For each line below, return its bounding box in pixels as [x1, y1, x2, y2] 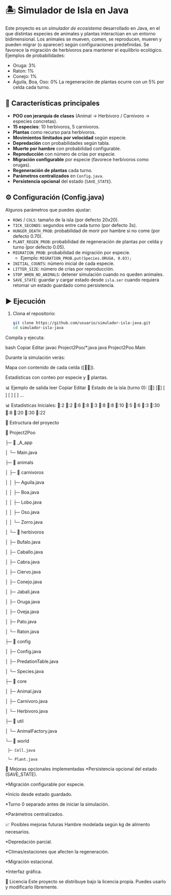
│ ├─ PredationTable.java [5, 658, 59, 664]
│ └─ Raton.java [5, 629, 39, 635]
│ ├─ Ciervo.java [5, 569, 41, 575]
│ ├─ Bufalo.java [5, 539, 41, 545]
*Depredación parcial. [5, 839, 52, 845]
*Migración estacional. [5, 859, 54, 865]
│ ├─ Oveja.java [5, 608, 39, 615]
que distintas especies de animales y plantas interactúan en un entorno [5, 30, 156, 36]
